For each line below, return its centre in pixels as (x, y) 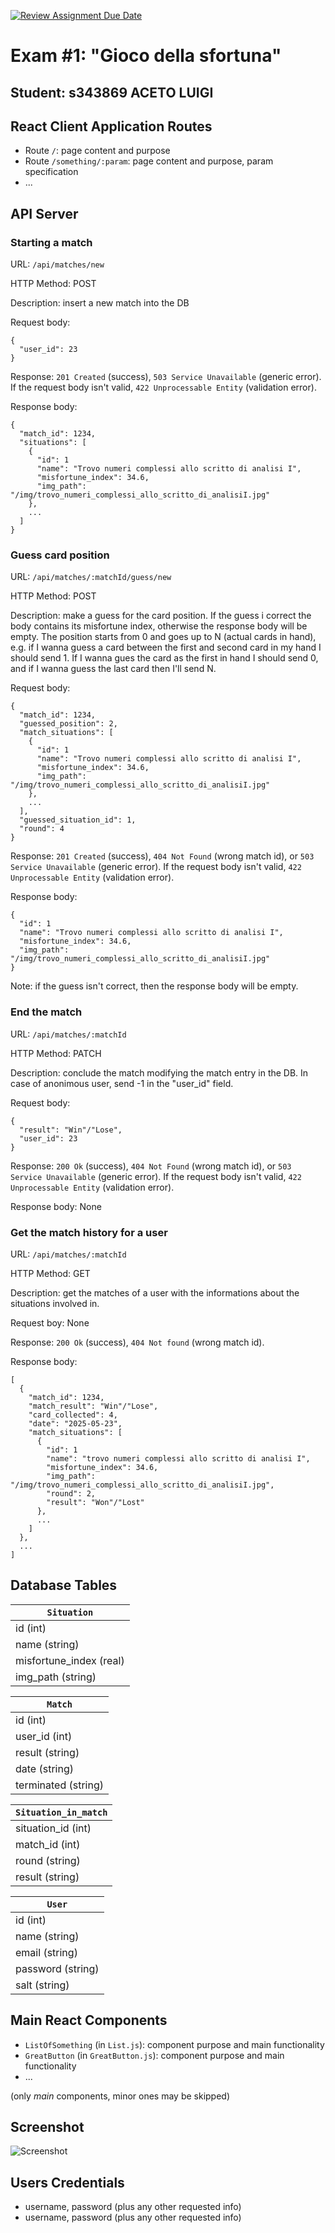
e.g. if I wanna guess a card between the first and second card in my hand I (166, 647)
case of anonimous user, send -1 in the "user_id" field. (122, 1083)
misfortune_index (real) (70, 1660)
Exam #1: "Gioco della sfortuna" (146, 56)
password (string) (57, 1968)
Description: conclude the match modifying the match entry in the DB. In (159, 1072)
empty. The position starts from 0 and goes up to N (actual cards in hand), (163, 637)
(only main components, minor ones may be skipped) (120, 2096)
